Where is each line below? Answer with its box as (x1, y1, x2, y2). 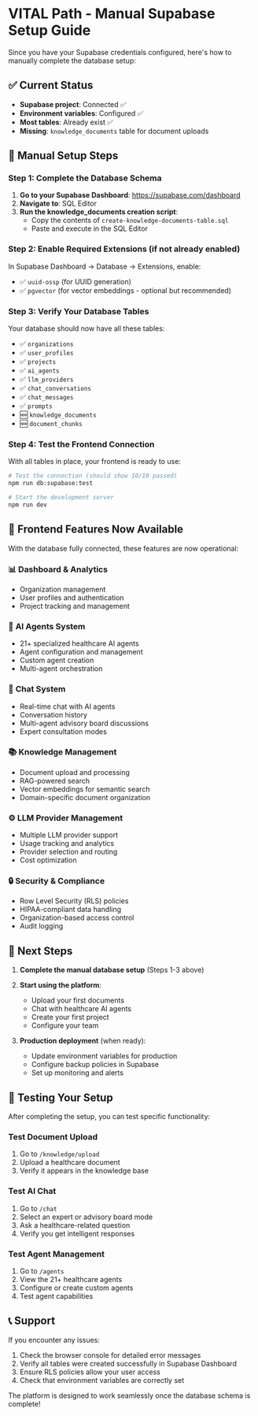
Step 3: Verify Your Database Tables (8, 306, 149, 317)
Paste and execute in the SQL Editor (31, 224, 148, 233)
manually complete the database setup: (8, 56, 136, 65)
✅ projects (19, 357, 57, 366)
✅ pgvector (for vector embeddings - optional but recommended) (19, 285, 232, 295)
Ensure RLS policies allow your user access (19, 1367, 161, 1377)
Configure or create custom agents (19, 1283, 134, 1292)
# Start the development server (8, 494, 114, 502)
